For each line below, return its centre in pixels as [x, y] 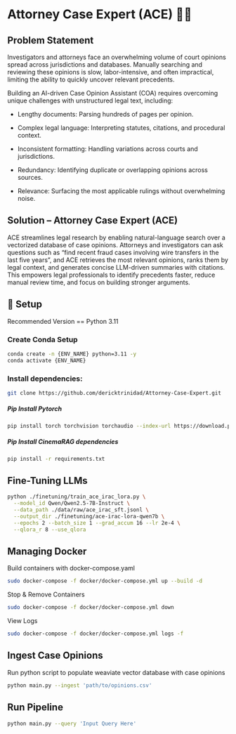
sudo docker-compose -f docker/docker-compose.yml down [91, 608]
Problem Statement [51, 40]
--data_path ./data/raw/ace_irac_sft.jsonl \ [81, 510]
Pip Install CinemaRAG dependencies [63, 442]
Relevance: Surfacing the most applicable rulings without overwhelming [121, 191]
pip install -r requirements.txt [56, 459]
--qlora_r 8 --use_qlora [50, 530]
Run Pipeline [35, 708]
